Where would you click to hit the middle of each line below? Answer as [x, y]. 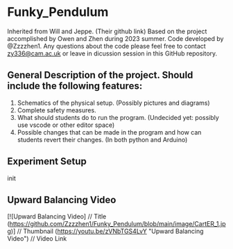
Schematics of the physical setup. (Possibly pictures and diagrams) [113, 103]
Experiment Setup [47, 161]
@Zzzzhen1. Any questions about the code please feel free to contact [106, 46]
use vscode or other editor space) [66, 125]
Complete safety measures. [57, 110]
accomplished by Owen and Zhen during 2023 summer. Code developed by [115, 38]
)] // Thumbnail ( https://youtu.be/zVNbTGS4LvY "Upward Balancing [107, 231]
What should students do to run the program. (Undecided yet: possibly [118, 117]
